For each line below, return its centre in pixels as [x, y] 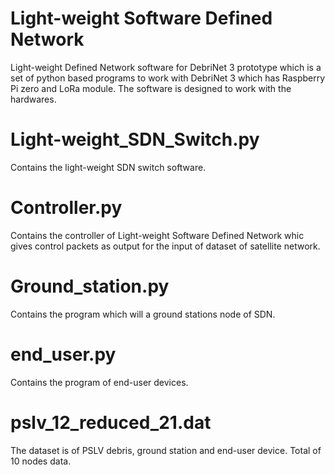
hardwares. [33, 99]
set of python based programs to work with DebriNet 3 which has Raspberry [168, 78]
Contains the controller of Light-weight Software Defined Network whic [157, 235]
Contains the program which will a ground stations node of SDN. [143, 314]
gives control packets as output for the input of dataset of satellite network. [165, 246]
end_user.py [63, 354]
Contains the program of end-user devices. [99, 382]
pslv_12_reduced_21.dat [111, 422]
